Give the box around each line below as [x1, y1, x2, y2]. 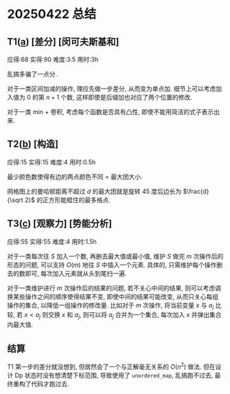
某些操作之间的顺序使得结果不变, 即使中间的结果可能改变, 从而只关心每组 [12, 292, 218, 300]
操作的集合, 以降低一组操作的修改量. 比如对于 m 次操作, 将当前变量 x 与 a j [7, 300, 214, 311]
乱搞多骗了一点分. [7, 70, 58, 78]
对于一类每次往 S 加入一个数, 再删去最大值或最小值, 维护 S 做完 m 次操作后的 [7, 252, 224, 260]
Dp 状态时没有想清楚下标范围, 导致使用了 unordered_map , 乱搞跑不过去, [14, 371, 214, 379]
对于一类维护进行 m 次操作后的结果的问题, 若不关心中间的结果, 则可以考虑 [7, 283, 216, 292]
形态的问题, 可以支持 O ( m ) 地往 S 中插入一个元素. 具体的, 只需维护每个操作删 [7, 261, 223, 269]
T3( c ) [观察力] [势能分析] [7, 218, 113, 230]
